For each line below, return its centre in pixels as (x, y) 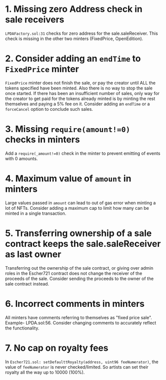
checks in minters (42, 140)
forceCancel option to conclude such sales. (49, 109)
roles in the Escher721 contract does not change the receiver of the (74, 273)
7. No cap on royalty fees (57, 348)
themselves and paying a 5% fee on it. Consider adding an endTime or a (78, 104)
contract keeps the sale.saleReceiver (83, 244)
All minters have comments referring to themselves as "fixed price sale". (79, 317)
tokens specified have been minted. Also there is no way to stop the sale (79, 88)
